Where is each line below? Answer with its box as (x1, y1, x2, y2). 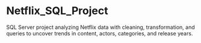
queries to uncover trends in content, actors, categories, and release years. (6, 29, 193, 37)
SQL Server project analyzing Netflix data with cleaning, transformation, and (6, 24, 195, 31)
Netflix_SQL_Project (6, 4, 108, 18)
